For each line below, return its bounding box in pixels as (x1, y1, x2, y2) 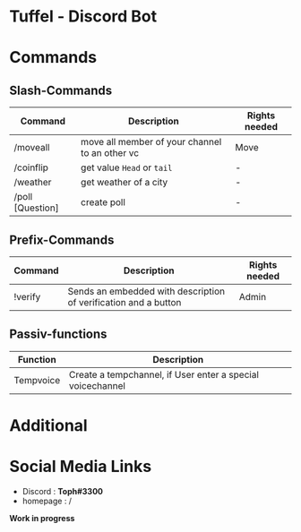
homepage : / (21, 495, 73, 506)
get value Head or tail (80, 161, 173, 174)
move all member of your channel (80, 136, 222, 149)
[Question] (13, 202, 60, 214)
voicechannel (68, 379, 125, 391)
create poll (80, 196, 125, 209)
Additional (9, 416, 88, 435)
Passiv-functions (9, 327, 107, 342)
